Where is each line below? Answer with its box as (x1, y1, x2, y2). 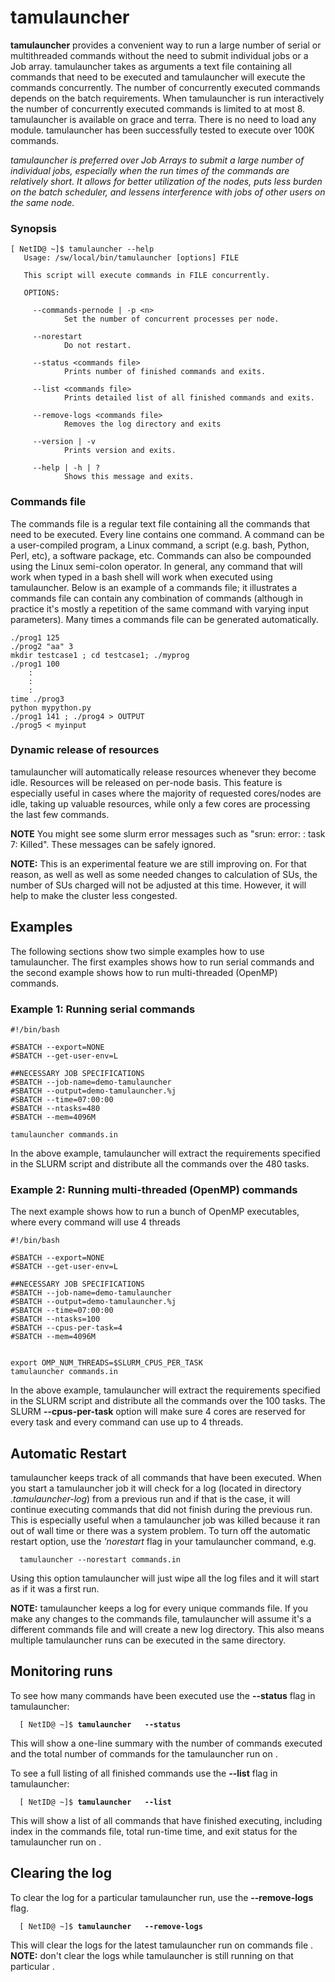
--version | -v (32, 437, 97, 447)
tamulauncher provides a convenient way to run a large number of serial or (10, 39, 322, 51)
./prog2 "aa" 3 (10, 641, 74, 651)
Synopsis (10, 221, 57, 235)
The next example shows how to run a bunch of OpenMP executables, (10, 1206, 300, 1218)
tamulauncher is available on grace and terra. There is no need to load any (10, 113, 317, 125)
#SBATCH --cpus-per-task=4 (10, 1323, 123, 1333)
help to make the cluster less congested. (10, 889, 178, 901)
